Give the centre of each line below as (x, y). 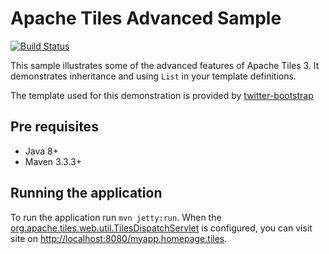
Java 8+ (41, 151)
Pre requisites (54, 127)
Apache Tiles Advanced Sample (146, 18)
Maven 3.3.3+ (53, 161)
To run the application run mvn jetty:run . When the (116, 217)
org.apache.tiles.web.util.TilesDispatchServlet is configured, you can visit (161, 228)
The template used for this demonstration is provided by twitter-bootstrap (162, 95)
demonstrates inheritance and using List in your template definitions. (153, 76)
